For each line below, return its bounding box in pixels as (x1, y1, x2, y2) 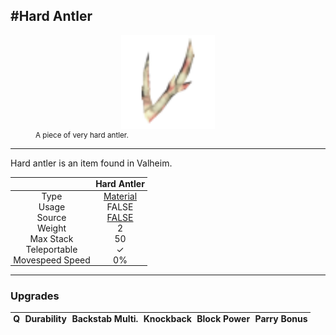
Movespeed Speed (13, 254, 91, 266)
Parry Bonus (254, 313, 308, 325)
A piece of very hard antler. (35, 130, 129, 140)
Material (103, 190, 138, 202)
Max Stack (29, 232, 74, 244)
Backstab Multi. (71, 313, 139, 325)
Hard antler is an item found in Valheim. (10, 157, 173, 169)
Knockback (143, 313, 192, 325)
